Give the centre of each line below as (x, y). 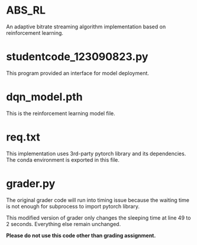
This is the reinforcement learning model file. (61, 113)
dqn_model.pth (44, 97)
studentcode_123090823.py (77, 57)
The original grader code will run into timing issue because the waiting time (98, 200)
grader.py (31, 183)
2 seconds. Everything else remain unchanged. (64, 224)
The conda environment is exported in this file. (63, 159)
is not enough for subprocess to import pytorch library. (73, 206)
